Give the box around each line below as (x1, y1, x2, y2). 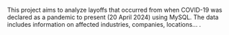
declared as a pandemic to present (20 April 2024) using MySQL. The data (7, 13, 219, 21)
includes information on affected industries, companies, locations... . (7, 21, 201, 28)
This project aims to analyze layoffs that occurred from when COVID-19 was (7, 6, 223, 14)
